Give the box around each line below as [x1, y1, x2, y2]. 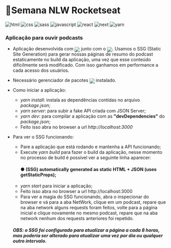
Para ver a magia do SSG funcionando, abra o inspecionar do [20, 194, 149, 200]
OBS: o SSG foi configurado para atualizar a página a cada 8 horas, [12, 227, 160, 233]
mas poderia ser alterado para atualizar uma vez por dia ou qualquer [12, 233, 163, 239]
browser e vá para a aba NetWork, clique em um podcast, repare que [20, 199, 166, 205]
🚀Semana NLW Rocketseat [5, 5, 121, 16]
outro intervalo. [12, 238, 47, 244]
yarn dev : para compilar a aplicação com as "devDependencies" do [20, 113, 165, 119]
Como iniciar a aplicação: [12, 87, 66, 93]
